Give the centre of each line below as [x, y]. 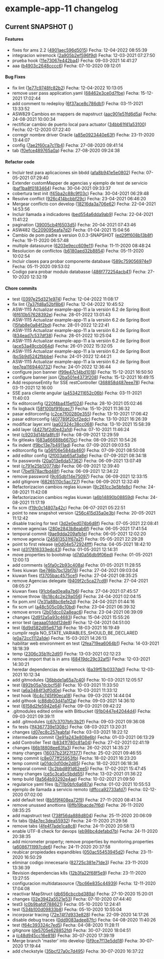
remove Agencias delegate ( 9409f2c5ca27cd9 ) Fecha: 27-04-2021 [80, 581]
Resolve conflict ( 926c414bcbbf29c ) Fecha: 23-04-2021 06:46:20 [79, 199]
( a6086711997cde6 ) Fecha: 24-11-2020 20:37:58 [61, 847]
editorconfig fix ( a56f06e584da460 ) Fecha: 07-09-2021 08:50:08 [79, 450]
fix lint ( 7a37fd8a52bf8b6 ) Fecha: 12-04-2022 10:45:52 [68, 304]
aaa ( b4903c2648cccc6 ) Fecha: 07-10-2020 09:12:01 [66, 66]
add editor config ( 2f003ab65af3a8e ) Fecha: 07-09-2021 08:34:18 [79, 456]
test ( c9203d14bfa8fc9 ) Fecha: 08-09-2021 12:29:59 [65, 435]
